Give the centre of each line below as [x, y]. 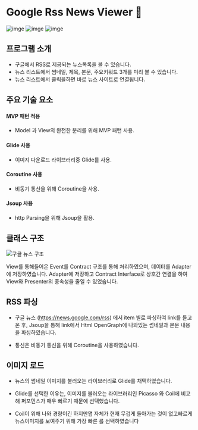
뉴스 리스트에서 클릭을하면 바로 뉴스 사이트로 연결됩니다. [80, 79]
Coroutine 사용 [24, 175]
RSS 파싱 [22, 302]
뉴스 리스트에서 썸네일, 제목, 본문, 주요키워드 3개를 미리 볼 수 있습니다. [96, 71]
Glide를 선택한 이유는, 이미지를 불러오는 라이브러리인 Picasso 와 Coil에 [97, 394]
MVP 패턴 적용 [23, 116]
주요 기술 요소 [30, 100]
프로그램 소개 [29, 49]
